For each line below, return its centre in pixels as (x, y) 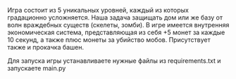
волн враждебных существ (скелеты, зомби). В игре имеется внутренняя (118, 25)
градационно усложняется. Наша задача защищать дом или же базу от (115, 17)
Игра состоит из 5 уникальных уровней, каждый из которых (98, 10)
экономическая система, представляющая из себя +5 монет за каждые (116, 32)
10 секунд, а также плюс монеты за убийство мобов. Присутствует (109, 40)
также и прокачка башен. (46, 47)
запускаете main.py (37, 68)
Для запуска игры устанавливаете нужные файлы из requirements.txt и (114, 61)
